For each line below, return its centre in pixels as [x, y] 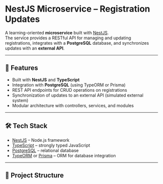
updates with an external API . [35, 48]
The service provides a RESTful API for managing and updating [68, 38]
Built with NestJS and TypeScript [46, 80]
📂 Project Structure [34, 175]
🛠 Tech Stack [26, 126]
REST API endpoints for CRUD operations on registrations [70, 90]
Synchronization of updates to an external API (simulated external [78, 95]
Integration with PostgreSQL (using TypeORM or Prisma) [69, 85]
